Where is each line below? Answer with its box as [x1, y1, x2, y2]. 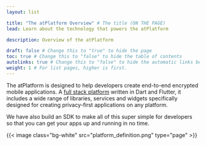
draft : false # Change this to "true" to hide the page [6, 48, 152, 54]
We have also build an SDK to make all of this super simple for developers [6, 113, 193, 120]
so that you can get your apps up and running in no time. [6, 119, 150, 127]
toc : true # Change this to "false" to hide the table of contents [6, 53, 183, 60]
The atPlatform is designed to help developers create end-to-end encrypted [6, 81, 199, 89]
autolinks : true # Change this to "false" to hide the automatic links [6, 59, 193, 65]
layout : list [6, 9, 40, 15]
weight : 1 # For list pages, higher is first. [6, 65, 128, 71]
